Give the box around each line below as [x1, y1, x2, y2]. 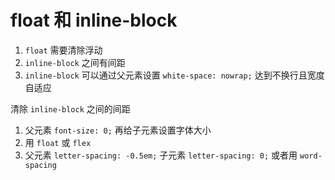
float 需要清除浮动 [24, 44, 103, 56]
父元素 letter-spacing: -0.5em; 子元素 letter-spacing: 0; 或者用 [24, 149, 298, 161]
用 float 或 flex [24, 136, 92, 148]
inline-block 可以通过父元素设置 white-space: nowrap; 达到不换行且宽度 [24, 69, 325, 81]
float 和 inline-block [10, 9, 178, 32]
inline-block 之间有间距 [24, 56, 126, 68]
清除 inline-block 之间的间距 [10, 102, 131, 115]
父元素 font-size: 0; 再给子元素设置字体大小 [24, 124, 212, 136]
